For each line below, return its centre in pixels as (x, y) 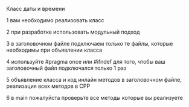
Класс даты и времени (36, 9)
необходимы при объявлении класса (54, 50)
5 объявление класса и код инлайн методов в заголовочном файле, (94, 80)
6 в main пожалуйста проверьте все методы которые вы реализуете (94, 98)
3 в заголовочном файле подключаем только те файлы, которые (90, 44)
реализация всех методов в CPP (48, 86)
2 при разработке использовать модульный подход (73, 32)
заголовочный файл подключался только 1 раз (66, 68)
